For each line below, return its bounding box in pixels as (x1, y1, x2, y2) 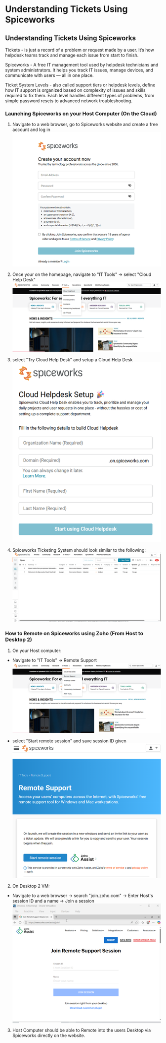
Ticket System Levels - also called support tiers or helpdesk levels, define (5, 82, 156, 88)
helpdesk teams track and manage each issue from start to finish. (5, 52, 139, 58)
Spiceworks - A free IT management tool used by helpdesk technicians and (5, 62, 159, 67)
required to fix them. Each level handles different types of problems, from (5, 93, 155, 98)
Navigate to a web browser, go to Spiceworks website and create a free (12, 122, 158, 128)
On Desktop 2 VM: (12, 883, 50, 889)
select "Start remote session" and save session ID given (12, 738, 127, 744)
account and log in (12, 127, 50, 132)
